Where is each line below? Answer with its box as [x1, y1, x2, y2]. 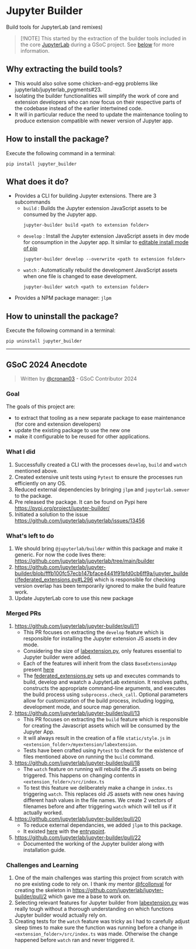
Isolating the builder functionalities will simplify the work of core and [14, 92, 179, 99]
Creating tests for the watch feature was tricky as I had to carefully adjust [14, 918, 190, 925]
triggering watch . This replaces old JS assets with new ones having [23, 790, 184, 797]
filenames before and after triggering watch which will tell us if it [23, 803, 177, 810]
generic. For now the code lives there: [14, 551, 106, 558]
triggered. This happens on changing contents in [23, 772, 141, 779]
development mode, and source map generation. [23, 704, 141, 711]
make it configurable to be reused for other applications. [14, 433, 150, 440]
